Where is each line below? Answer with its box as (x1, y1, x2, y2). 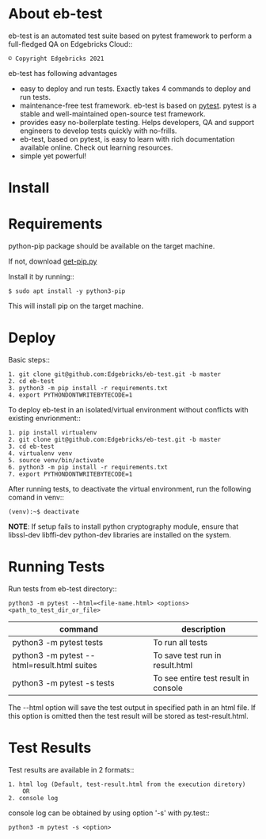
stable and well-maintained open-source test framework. (19, 108, 206, 119)
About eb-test (8, 5, 103, 23)
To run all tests (153, 636, 208, 647)
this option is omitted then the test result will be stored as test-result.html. (8, 711, 249, 720)
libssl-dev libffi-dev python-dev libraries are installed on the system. (8, 530, 231, 539)
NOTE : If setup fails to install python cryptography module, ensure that (8, 522, 239, 531)
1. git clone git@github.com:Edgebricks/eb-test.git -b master (8, 370, 222, 378)
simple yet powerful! (19, 151, 87, 161)
